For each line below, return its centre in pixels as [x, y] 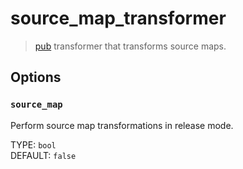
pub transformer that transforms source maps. [130, 46]
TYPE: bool [33, 144]
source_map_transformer [118, 18]
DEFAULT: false [43, 155]
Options [36, 77]
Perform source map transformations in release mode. [122, 125]
